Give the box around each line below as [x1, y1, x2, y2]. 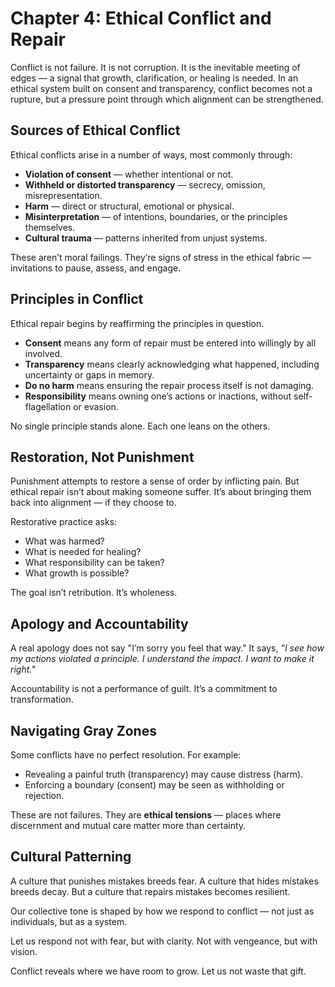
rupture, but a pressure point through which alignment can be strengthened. [10, 93, 324, 105]
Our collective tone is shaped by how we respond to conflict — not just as [10, 905, 315, 917]
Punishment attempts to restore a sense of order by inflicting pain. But [10, 475, 300, 487]
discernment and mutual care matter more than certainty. [10, 820, 247, 831]
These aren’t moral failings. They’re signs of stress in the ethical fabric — [10, 251, 312, 263]
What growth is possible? [24, 567, 130, 579]
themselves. [24, 221, 76, 233]
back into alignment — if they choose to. [10, 497, 177, 509]
